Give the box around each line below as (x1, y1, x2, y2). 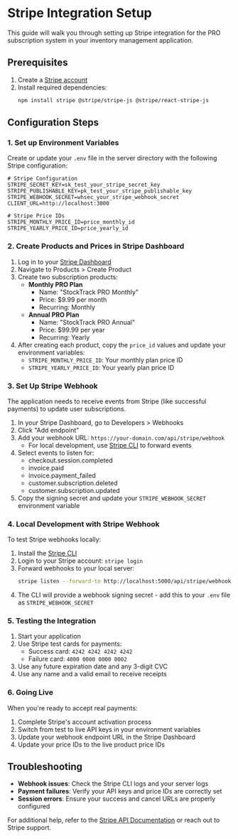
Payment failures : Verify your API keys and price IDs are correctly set (17, 787, 222, 796)
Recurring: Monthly (38, 303, 96, 311)
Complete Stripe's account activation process (17, 718, 152, 726)
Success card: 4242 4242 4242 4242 (28, 647, 133, 656)
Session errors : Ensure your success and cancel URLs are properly (17, 794, 216, 803)
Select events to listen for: (17, 448, 94, 457)
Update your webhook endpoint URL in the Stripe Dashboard (17, 732, 196, 741)
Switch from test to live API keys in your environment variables (17, 725, 201, 733)
